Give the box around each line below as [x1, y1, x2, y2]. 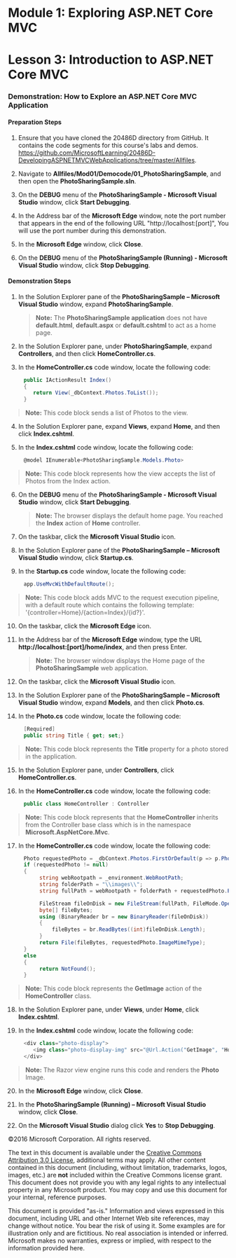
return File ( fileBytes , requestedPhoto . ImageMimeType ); [39, 939, 206, 946]
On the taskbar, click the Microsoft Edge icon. [18, 621, 151, 630]
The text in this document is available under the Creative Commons [8, 1148, 202, 1156]
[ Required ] [23, 725, 55, 733]
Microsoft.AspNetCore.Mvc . [25, 828, 111, 836]
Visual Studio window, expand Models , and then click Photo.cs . [18, 698, 205, 707]
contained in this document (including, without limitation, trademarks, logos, [8, 1163, 228, 1171]
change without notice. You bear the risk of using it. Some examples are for [8, 1221, 226, 1230]
